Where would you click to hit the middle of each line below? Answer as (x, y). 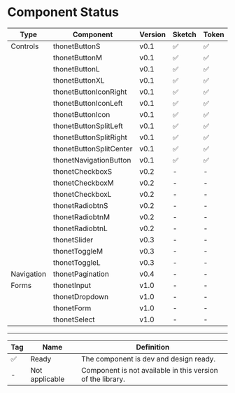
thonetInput (72, 285)
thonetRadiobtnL (80, 228)
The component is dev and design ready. (149, 359)
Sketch (185, 34)
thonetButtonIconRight (90, 92)
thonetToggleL (77, 262)
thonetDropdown (81, 296)
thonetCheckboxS (83, 171)
